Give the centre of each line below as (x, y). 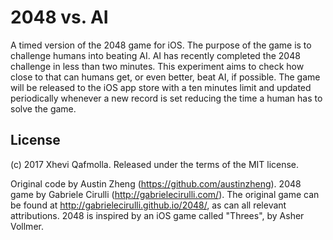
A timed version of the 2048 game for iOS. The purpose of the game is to (161, 45)
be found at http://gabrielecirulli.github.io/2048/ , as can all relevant (148, 205)
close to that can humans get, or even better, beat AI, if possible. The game (165, 77)
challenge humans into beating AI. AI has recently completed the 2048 (155, 55)
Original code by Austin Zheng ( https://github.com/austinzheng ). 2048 (156, 183)
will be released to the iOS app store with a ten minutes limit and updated (161, 87)
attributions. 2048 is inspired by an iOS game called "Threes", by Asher (157, 215)
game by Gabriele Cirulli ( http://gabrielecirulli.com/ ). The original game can (165, 194)
